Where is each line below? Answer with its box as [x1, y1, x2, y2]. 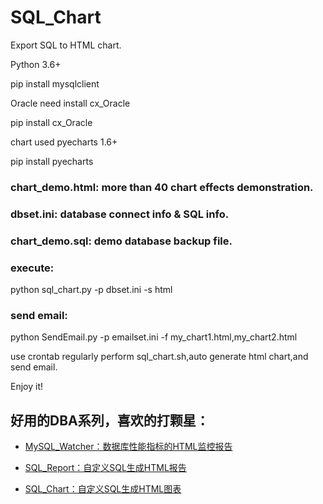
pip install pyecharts [10, 155, 94, 167]
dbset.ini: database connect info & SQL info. [10, 207, 230, 221]
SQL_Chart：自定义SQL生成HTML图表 [24, 483, 182, 495]
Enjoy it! [10, 381, 44, 393]
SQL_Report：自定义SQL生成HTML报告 [24, 462, 187, 474]
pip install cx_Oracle [10, 116, 93, 128]
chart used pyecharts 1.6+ [10, 136, 118, 148]
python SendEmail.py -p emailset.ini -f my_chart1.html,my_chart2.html [10, 331, 298, 343]
